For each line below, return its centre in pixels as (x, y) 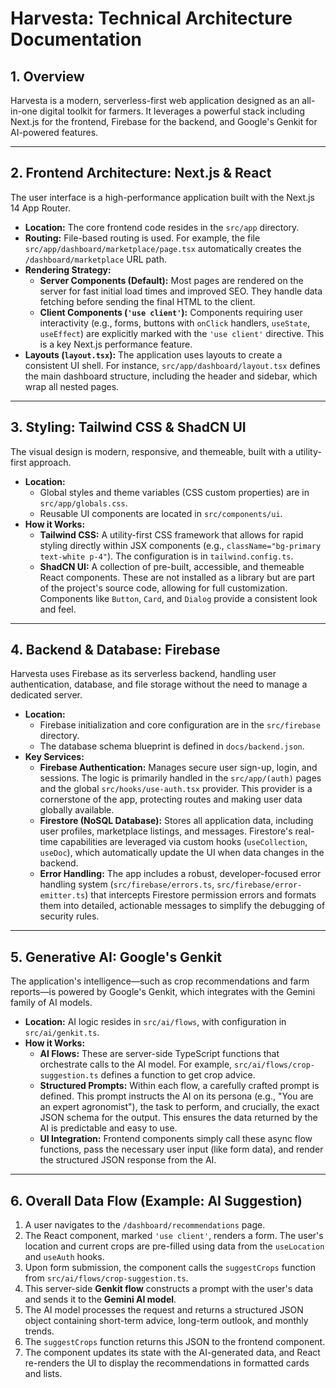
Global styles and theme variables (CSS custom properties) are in (174, 492)
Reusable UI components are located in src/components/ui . (161, 513)
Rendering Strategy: (68, 269)
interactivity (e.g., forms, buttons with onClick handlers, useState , (174, 323)
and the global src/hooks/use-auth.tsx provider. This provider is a (176, 789)
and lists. (43, 1374)
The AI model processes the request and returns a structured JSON (164, 1310)
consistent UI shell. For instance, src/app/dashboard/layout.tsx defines (172, 365)
